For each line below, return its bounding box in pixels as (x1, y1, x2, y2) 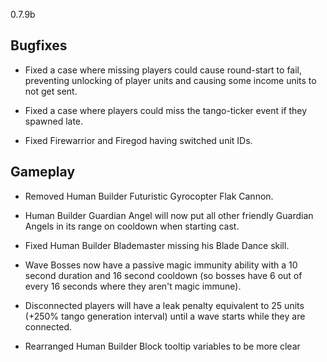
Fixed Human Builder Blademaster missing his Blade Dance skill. (24, 239, 290, 251)
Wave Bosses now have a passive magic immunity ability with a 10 (24, 259, 298, 271)
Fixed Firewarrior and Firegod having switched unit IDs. (24, 134, 253, 146)
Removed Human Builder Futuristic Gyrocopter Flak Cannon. (24, 190, 274, 202)
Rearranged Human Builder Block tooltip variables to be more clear (24, 340, 301, 352)
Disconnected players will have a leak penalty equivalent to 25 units (24, 299, 305, 311)
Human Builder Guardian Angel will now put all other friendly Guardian (24, 209, 314, 221)
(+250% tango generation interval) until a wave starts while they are (24, 310, 306, 322)
